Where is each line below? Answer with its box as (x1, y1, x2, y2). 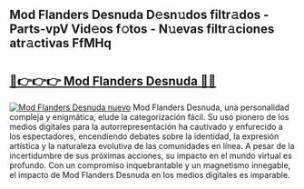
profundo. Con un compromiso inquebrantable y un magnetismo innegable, (9, 160, 291, 171)
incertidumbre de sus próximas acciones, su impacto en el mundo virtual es (9, 150, 292, 161)
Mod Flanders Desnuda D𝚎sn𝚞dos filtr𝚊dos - (9, 7, 270, 23)
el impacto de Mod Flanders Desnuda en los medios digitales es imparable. (9, 170, 290, 180)
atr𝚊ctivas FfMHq (9, 35, 112, 51)
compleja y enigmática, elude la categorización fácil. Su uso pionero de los (9, 112, 289, 122)
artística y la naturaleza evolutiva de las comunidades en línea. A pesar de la (9, 141, 295, 151)
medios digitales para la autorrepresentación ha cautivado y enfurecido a (9, 122, 283, 132)
